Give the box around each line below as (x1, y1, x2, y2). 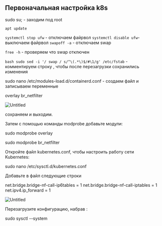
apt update (5, 26, 27, 31)
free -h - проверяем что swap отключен (5, 49, 90, 55)
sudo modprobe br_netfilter (5, 139, 60, 145)
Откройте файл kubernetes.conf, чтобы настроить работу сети (5, 149, 134, 154)
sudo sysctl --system (5, 215, 48, 221)
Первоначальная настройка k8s (5, 4, 108, 12)
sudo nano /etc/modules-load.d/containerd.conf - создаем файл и (5, 78, 139, 84)
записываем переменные (5, 83, 59, 89)
